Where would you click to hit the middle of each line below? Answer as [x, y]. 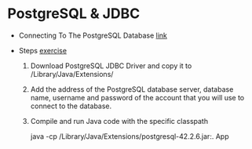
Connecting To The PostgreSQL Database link [93, 35]
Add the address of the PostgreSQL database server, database [132, 89]
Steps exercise [43, 50]
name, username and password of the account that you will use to [137, 97]
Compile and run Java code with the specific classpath [119, 121]
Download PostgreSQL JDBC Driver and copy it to [111, 65]
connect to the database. [71, 106]
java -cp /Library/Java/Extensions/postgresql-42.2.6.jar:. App [130, 136]
